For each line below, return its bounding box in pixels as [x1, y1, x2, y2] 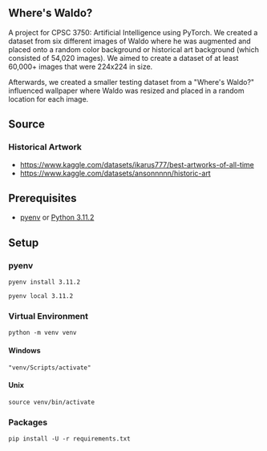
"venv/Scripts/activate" [8, 364, 91, 372]
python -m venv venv [8, 328, 78, 337]
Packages [8, 417, 48, 428]
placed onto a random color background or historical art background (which [8, 44, 259, 54]
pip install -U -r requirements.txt [8, 435, 131, 443]
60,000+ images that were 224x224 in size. [8, 62, 153, 71]
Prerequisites [8, 191, 77, 205]
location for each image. [8, 94, 89, 103]
